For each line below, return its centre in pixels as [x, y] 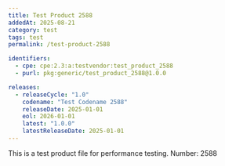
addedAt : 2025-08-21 [42, 23]
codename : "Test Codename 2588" [75, 102]
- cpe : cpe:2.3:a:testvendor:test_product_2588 [94, 66]
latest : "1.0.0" [49, 124]
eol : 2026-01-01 [49, 117]
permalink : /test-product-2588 [59, 45]
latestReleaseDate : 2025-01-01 [73, 131]
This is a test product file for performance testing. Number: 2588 [113, 153]
